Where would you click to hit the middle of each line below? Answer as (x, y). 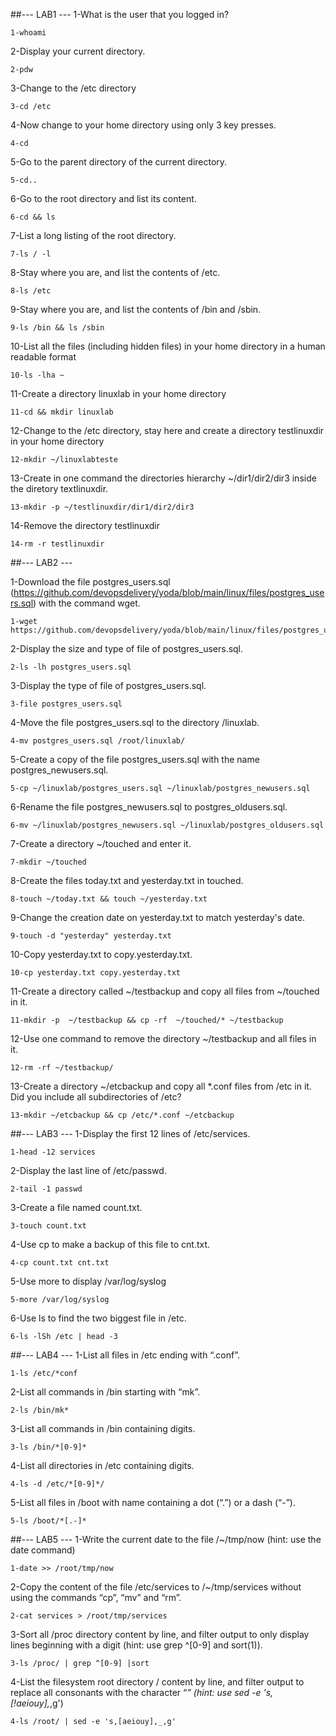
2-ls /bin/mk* (40, 1410)
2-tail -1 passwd (46, 1189)
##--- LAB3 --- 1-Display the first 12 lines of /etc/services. (130, 1133)
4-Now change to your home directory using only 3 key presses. (143, 125)
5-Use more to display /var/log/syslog (88, 1281)
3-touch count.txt (48, 1226)
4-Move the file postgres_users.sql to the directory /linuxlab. (135, 722)
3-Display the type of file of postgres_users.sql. (108, 685)
